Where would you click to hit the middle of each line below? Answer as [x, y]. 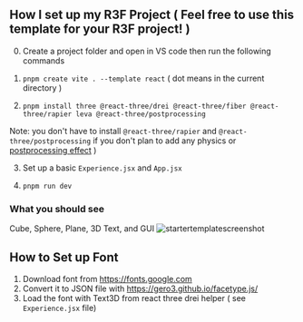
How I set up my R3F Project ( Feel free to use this [152, 15]
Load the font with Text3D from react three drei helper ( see [134, 298]
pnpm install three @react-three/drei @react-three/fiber [134, 106]
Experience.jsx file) [59, 307]
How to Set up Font [64, 257]
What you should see [57, 209]
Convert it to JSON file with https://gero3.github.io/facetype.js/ [140, 288]
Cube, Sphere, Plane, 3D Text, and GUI [82, 229]
